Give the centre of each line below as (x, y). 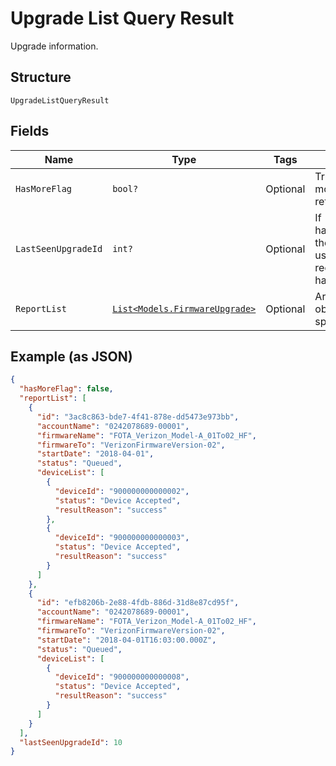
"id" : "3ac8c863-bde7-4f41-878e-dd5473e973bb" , (138, 417)
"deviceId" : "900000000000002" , (122, 491)
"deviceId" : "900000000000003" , (122, 538)
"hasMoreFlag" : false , (66, 389)
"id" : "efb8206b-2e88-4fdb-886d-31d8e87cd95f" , (138, 603)
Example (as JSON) (71, 356)
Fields (30, 131)
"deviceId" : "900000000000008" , (122, 677)
